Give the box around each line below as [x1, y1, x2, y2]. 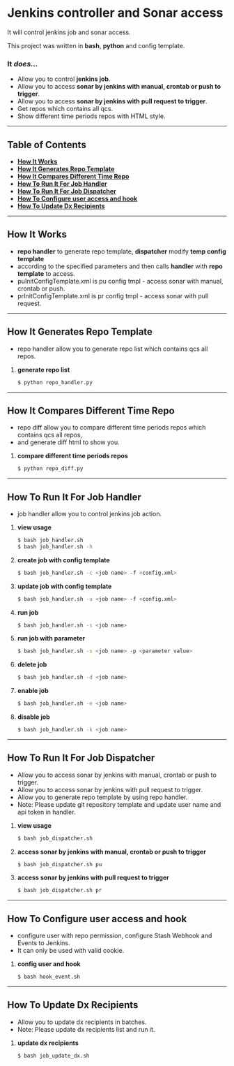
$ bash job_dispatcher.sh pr [17, 887, 102, 894]
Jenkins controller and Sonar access [7, 5, 224, 21]
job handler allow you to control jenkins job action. [17, 510, 162, 518]
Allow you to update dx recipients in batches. [17, 1018, 147, 1026]
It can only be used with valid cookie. [17, 947, 125, 955]
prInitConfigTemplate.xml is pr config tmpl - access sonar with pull [17, 291, 209, 300]
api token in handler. [17, 808, 76, 816]
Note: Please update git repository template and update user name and [17, 800, 221, 808]
